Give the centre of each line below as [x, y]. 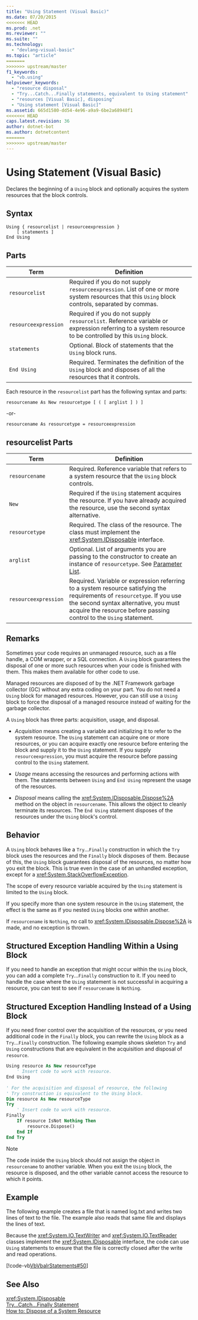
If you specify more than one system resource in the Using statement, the [95, 904]
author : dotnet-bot [30, 127]
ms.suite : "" [22, 39]
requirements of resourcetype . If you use [125, 595]
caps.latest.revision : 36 [38, 122]
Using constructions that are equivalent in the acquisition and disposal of [94, 1049]
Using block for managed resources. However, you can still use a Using [92, 695]
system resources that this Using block [123, 297]
